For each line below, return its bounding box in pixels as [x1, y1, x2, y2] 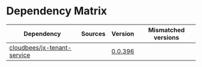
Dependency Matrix [6, 4, 107, 18]
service [9, 51, 31, 59]
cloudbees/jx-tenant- [9, 43, 72, 51]
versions [153, 33, 179, 41]
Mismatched [148, 26, 185, 34]
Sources [81, 29, 106, 38]
